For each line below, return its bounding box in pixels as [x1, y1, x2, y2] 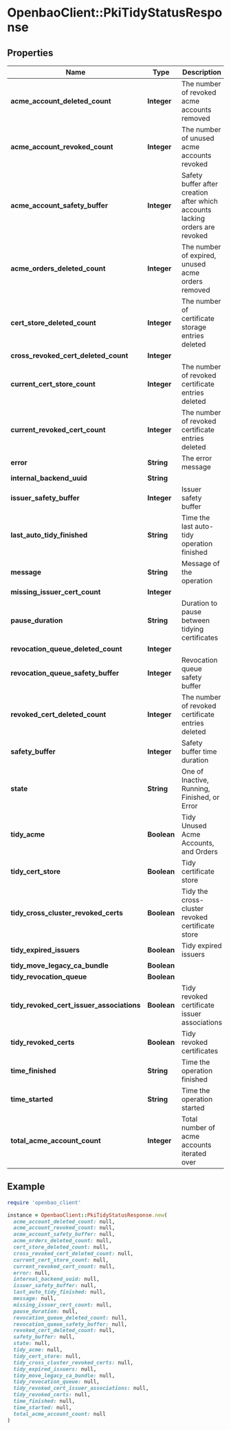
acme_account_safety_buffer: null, [13, 1231, 115, 1238]
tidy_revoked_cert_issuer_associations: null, [13, 1385, 149, 1392]
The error [181, 453, 212, 463]
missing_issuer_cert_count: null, [13, 1301, 112, 1309]
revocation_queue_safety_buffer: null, [13, 1320, 128, 1328]
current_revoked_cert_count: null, [13, 1263, 115, 1270]
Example [7, 1181, 45, 1193]
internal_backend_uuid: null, [13, 1275, 100, 1283]
